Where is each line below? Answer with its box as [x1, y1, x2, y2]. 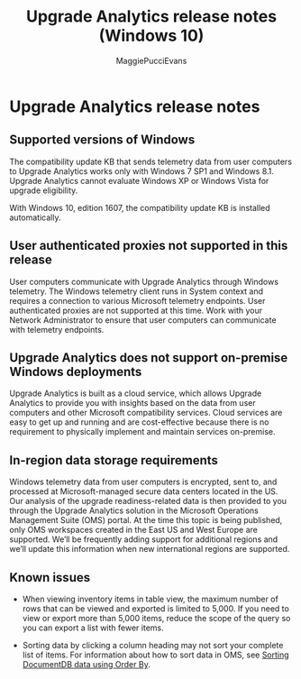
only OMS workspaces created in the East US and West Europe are [9, 525, 259, 536]
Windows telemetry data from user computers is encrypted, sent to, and [9, 476, 278, 488]
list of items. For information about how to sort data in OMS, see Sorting [22, 649, 290, 660]
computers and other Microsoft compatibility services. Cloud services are [9, 408, 283, 418]
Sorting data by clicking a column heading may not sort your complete [22, 640, 284, 650]
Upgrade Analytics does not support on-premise [9, 350, 288, 365]
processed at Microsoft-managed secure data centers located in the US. [9, 486, 278, 497]
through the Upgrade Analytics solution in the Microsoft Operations [9, 505, 259, 516]
